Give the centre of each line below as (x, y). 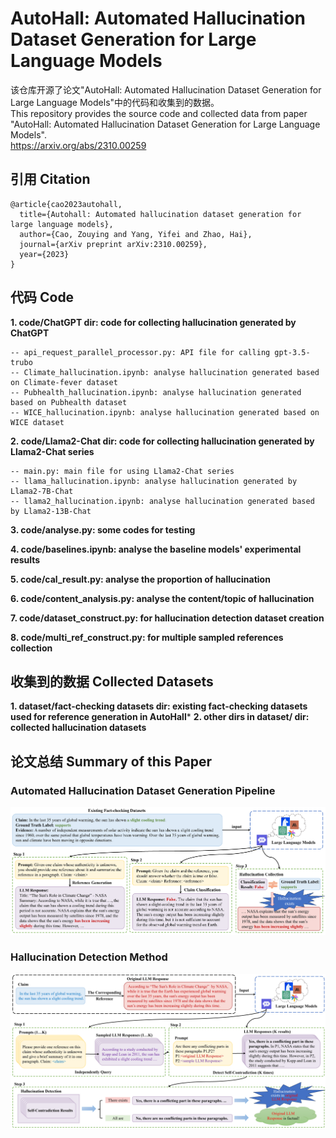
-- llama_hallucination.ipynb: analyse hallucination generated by (154, 481)
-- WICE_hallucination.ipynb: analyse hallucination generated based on (165, 412)
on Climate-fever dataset (64, 382)
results (25, 559)
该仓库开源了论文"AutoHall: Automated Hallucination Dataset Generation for (166, 89)
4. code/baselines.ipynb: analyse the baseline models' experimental (156, 549)
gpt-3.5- (292, 352)
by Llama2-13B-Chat (51, 511)
